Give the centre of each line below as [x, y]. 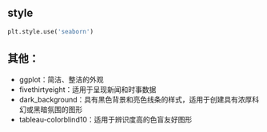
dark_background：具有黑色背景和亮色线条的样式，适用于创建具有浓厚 [135, 99]
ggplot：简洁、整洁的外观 [61, 79]
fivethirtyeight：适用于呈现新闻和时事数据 [88, 89]
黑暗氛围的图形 [58, 109]
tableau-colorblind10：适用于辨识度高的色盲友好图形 [106, 119]
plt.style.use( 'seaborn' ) [50, 31]
